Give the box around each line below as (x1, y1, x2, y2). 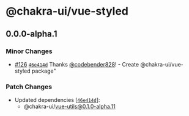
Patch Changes (6, 82, 53, 91)
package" (32, 67, 56, 74)
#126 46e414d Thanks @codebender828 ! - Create (14, 60, 139, 68)
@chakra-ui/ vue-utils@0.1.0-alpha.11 (23, 103, 116, 111)
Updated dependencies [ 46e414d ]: (14, 96, 100, 104)
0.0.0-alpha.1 (6, 29, 57, 39)
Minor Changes (6, 47, 53, 56)
